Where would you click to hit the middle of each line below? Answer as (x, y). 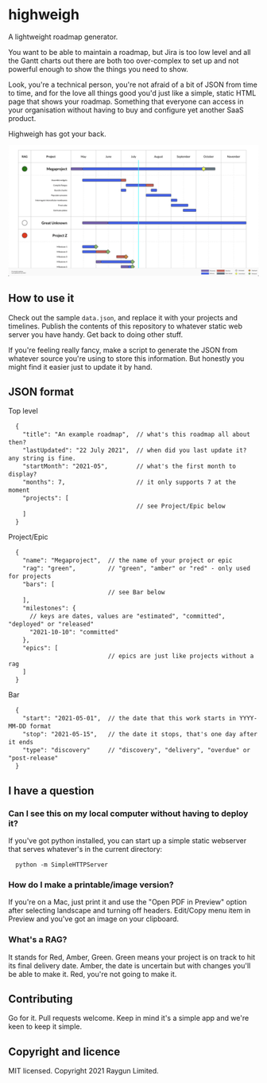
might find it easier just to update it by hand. (80, 367)
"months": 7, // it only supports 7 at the (130, 483)
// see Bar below (136, 593)
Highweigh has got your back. (57, 134)
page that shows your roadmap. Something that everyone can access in (126, 101)
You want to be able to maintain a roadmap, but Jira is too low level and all (130, 52)
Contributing (41, 999)
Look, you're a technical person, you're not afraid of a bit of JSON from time (133, 84)
